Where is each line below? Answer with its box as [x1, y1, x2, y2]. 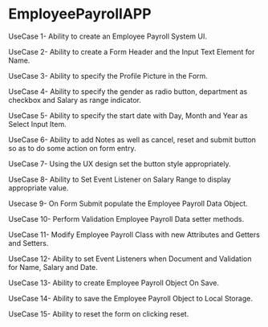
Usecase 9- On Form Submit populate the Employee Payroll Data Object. [8, 198, 248, 208]
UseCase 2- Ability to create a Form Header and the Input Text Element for [8, 47, 255, 56]
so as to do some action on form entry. [8, 143, 136, 153]
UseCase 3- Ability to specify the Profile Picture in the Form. [8, 71, 209, 80]
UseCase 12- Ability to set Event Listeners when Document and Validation [8, 254, 252, 264]
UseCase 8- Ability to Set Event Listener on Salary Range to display [8, 174, 231, 184]
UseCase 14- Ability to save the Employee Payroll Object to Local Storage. [8, 293, 253, 303]
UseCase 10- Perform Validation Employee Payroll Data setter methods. [8, 214, 245, 223]
